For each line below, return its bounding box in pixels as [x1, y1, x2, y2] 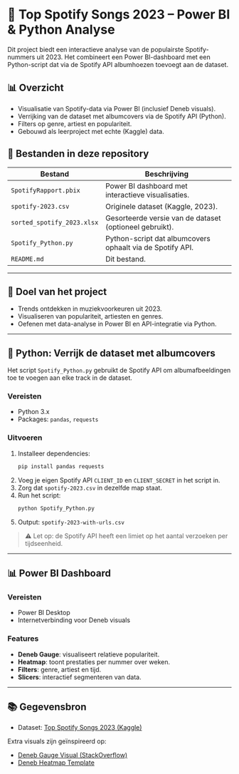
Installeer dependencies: [17, 449, 90, 458]
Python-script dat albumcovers [105, 233, 211, 243]
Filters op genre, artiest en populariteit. [17, 119, 132, 128]
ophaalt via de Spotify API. [105, 242, 194, 252]
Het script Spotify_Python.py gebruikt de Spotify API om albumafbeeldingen [7, 366, 231, 375]
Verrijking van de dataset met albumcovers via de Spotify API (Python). [17, 112, 226, 120]
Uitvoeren [7, 433, 43, 443]
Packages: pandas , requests [17, 415, 99, 423]
